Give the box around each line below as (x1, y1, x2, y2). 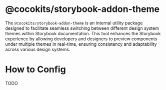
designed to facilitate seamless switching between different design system (5, 25, 159, 31)
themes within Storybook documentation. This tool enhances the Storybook (5, 30, 161, 36)
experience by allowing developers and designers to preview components (5, 36, 157, 42)
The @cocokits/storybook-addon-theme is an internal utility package (5, 20, 143, 26)
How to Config (5, 64, 66, 75)
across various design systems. (5, 46, 70, 52)
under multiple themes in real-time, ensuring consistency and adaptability (5, 41, 157, 47)
